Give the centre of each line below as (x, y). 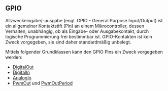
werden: (14, 57)
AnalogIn (22, 77)
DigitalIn (21, 72)
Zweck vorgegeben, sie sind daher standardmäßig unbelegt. (68, 42)
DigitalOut (23, 67)
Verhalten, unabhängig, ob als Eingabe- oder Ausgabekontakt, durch (77, 31)
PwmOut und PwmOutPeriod (43, 83)
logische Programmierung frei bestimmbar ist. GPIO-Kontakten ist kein (79, 36)
